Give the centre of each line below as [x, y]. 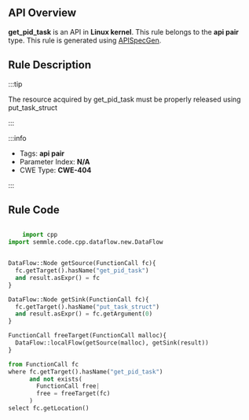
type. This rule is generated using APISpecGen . [85, 40]
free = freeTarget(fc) [73, 394]
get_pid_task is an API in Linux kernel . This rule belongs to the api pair [124, 31]
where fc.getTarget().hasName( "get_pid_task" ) [86, 372]
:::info [17, 138]
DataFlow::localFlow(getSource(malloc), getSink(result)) [112, 343]
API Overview [42, 13]
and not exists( [55, 379]
